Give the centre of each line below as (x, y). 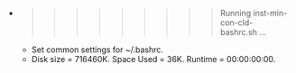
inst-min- (270, 13)
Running (236, 13)
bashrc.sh (238, 32)
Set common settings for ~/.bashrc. (97, 50)
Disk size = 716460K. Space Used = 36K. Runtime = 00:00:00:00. (153, 59)
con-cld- (236, 23)
